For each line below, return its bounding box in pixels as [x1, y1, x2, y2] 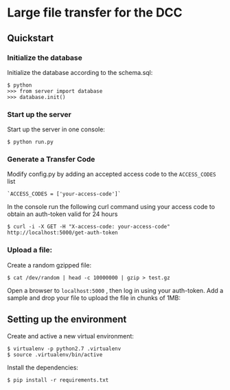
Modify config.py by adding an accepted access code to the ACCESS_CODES [7, 170, 216, 178]
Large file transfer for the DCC [7, 5, 183, 21]
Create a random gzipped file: [7, 261, 92, 269]
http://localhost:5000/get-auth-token [7, 229, 118, 237]
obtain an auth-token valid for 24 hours [7, 210, 118, 218]
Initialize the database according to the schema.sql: [7, 68, 153, 76]
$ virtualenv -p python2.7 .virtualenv [7, 345, 122, 352]
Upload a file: [7, 246, 53, 255]
